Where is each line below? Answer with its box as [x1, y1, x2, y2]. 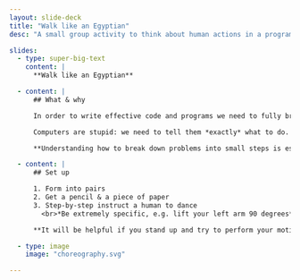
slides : [9, 46, 38, 55]
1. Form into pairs [32, 184, 105, 193]
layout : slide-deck [9, 13, 82, 22]
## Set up [32, 168, 70, 177]
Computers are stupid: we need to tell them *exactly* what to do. [32, 127, 290, 137]
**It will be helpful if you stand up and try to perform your [32, 225, 274, 234]
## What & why [32, 95, 87, 104]
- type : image [17, 242, 70, 250]
